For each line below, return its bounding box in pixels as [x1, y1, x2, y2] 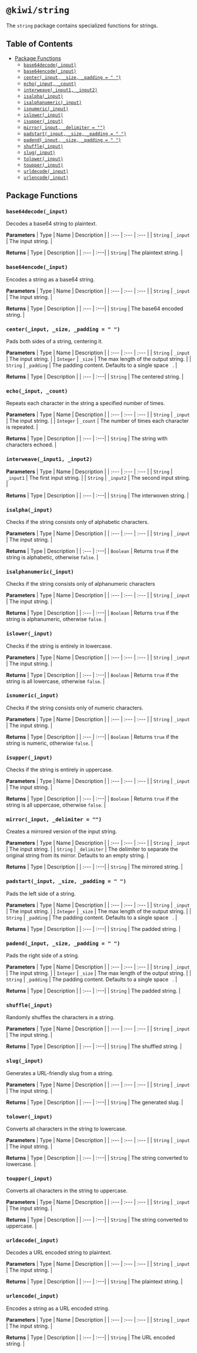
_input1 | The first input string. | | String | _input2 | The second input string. [6, 474, 191, 481]
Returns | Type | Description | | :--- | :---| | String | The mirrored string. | [6, 863, 183, 870]
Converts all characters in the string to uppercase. [6, 1187, 128, 1194]
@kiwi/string [6, 5, 69, 16]
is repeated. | [6, 423, 38, 431]
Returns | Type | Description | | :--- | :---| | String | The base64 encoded [6, 305, 183, 312]
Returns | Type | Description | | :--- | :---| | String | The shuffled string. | [6, 1043, 182, 1050]
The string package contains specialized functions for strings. [6, 22, 158, 29]
